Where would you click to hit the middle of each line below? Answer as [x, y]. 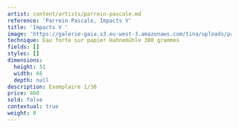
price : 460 [23, 93]
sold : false [25, 100]
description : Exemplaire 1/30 [52, 87]
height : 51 [30, 67]
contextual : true [33, 107]
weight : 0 [22, 113]
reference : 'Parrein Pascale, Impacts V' [70, 21]
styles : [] [23, 54]
